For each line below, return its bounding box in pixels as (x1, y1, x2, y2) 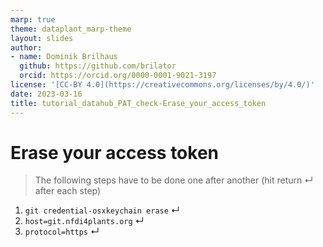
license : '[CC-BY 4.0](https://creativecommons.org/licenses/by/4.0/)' (10, 80, 315, 90)
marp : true (10, 14, 56, 25)
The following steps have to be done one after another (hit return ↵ (34, 174, 314, 186)
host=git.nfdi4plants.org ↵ (24, 215, 145, 227)
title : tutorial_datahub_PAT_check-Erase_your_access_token (10, 98, 267, 108)
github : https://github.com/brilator (19, 61, 177, 71)
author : (10, 42, 43, 53)
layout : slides (10, 33, 74, 43)
